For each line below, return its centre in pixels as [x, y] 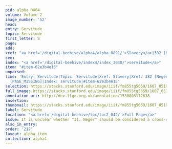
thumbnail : [17, 105]
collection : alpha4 [26, 139]
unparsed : [16, 72]
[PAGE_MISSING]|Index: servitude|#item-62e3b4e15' [65, 81]
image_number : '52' [26, 19]
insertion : [17, 100]
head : [11, 24]
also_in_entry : [21, 124]
